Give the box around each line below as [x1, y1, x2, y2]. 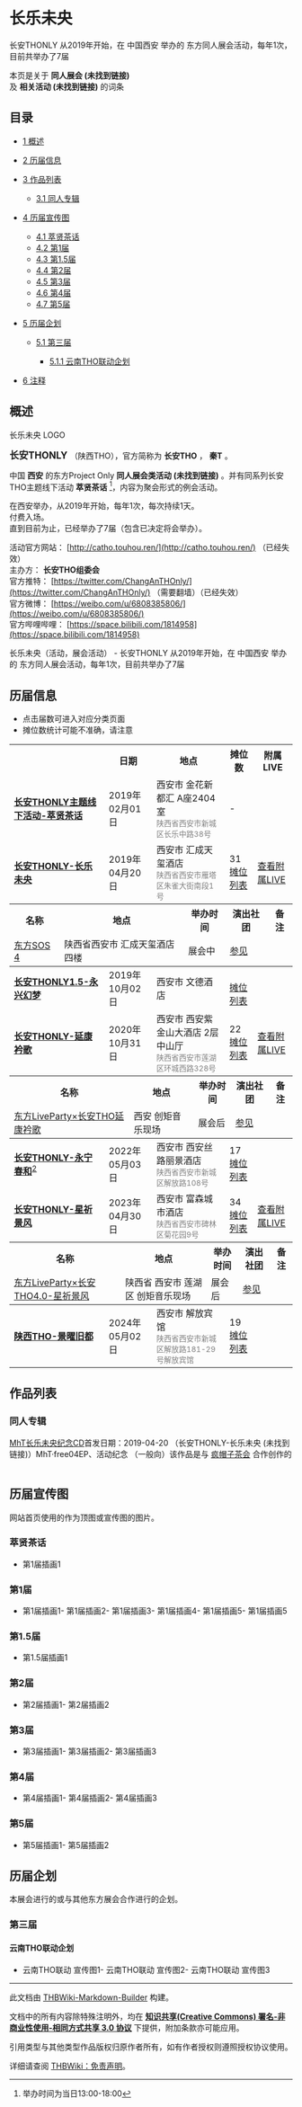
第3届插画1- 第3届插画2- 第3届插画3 [22, 1746, 157, 1757]
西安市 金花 [155, 778, 205, 791]
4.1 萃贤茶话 [35, 231, 80, 242]
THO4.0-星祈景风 [13, 1290, 90, 1302]
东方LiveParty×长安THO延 [13, 1110, 124, 1123]
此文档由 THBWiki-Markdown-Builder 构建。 [9, 1992, 173, 2003]
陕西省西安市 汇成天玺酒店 [64, 938, 175, 951]
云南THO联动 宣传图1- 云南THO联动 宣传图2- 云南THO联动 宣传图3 [22, 1964, 271, 1975]
